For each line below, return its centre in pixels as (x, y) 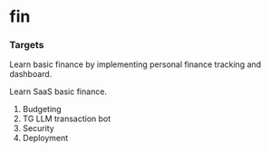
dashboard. (31, 74)
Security (38, 128)
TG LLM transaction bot (67, 119)
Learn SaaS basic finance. (58, 91)
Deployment (45, 138)
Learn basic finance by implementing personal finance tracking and (135, 64)
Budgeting (42, 109)
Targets (27, 45)
